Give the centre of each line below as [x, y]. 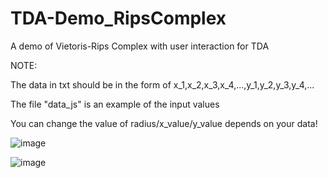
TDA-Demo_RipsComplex [118, 18]
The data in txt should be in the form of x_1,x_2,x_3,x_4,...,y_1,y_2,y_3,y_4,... [162, 84]
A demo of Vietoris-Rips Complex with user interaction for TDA [140, 46]
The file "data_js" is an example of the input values [115, 104]
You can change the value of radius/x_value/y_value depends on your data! [164, 123]
